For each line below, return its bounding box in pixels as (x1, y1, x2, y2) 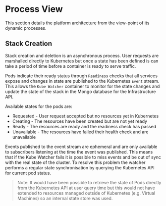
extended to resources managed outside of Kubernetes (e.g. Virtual (17, 190, 155, 196)
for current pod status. (5, 170, 51, 176)
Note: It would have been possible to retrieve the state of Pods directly (17, 179, 162, 185)
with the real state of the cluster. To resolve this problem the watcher (5, 159, 146, 165)
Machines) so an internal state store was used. (17, 195, 113, 201)
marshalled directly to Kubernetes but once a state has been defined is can (5, 58, 159, 64)
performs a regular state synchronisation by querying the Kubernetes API (5, 164, 155, 170)
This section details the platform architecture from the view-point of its (5, 20, 150, 26)
